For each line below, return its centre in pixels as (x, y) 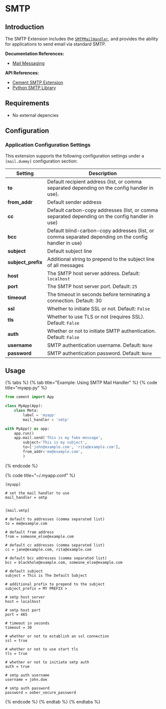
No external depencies (35, 115)
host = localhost (23, 601)
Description (103, 173)
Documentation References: (35, 54)
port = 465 (16, 614)
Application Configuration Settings (48, 145)
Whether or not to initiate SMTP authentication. (102, 331)
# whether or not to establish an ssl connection (57, 636)
